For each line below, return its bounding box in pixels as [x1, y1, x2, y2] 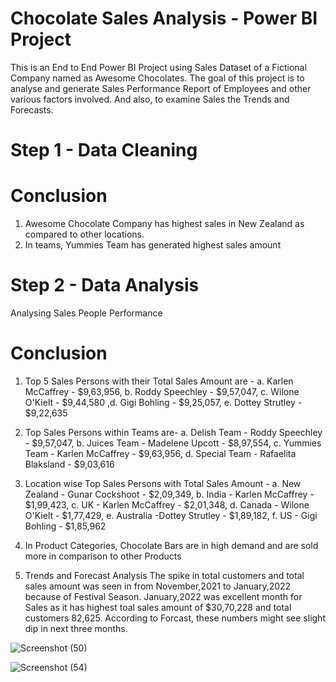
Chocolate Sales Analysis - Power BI [10, 7, 318, 30]
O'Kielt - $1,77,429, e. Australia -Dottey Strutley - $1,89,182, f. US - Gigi [24, 509, 318, 521]
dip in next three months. [24, 622, 128, 634]
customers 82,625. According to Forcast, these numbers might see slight [24, 612, 326, 624]
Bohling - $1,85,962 [24, 520, 107, 532]
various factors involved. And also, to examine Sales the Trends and [10, 93, 290, 105]
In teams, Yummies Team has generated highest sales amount [24, 239, 282, 251]
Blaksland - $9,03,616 [24, 458, 115, 470]
